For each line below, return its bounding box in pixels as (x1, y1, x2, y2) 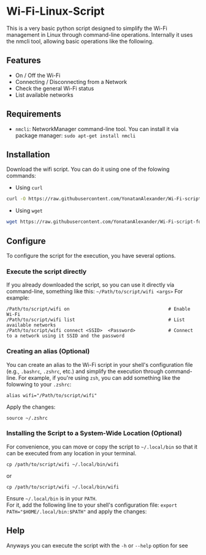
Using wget (15, 207, 43, 214)
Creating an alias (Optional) (6, 347, 90, 356)
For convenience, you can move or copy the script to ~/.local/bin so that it (6, 443, 198, 450)
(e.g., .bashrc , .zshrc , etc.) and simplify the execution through (6, 368, 164, 375)
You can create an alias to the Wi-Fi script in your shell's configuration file (6, 361, 193, 368)
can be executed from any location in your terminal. (6, 449, 137, 457)
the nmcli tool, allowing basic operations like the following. (6, 37, 154, 45)
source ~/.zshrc (6, 415, 48, 421)
